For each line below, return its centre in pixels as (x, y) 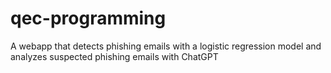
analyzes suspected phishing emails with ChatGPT (114, 56)
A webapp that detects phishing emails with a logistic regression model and (166, 46)
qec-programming (88, 18)
